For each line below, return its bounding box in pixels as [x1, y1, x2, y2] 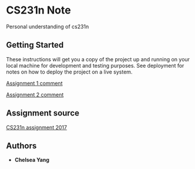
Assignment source [6, 108, 80, 118]
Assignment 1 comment [6, 79, 63, 87]
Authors [6, 141, 37, 151]
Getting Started [6, 40, 64, 50]
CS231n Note [6, 4, 72, 17]
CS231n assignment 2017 [6, 124, 68, 131]
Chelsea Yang [14, 157, 50, 164]
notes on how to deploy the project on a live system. [6, 68, 133, 75]
